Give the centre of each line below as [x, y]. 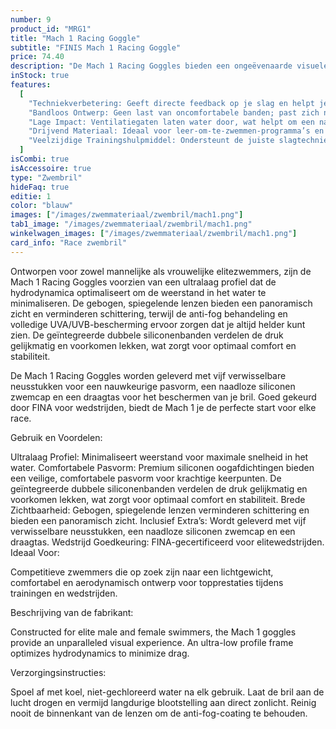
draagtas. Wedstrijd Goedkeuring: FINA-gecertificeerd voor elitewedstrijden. [167, 542]
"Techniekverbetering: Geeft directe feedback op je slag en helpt [171, 103]
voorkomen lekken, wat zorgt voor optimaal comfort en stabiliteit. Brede [158, 499]
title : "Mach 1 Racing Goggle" [75, 38]
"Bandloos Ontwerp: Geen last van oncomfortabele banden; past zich [174, 112]
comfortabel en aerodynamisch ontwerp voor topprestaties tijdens [147, 582]
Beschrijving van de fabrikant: [72, 612]
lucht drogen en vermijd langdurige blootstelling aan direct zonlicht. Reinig [163, 702]
